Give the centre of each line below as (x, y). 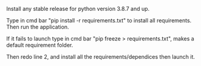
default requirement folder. (40, 45)
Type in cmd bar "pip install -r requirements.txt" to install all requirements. (99, 20)
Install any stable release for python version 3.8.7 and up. (78, 9)
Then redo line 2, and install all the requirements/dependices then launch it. (101, 57)
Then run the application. (38, 27)
